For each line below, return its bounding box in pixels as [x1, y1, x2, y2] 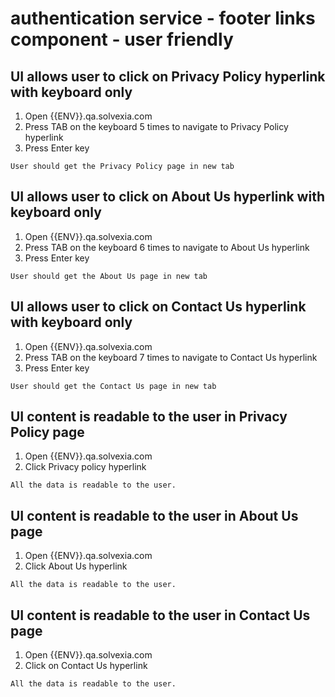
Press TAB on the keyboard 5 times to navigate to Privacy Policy [24, 121, 289, 132]
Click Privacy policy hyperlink [24, 461, 147, 473]
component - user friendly [10, 28, 234, 51]
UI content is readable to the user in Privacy [10, 408, 288, 426]
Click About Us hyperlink [24, 560, 128, 572]
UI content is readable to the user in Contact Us [10, 607, 311, 624]
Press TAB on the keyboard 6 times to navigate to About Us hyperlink [24, 241, 310, 253]
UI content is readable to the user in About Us [10, 507, 299, 524]
